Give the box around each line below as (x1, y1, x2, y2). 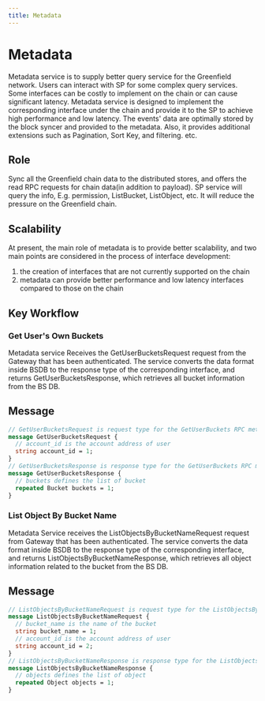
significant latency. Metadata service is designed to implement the (8, 96, 224, 107)
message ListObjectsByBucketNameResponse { (8, 664, 154, 672)
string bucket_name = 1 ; (15, 628, 97, 635)
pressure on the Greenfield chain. (8, 199, 118, 209)
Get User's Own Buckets (8, 330, 104, 341)
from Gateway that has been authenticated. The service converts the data (8, 536, 248, 545)
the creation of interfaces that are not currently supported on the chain (19, 267, 250, 276)
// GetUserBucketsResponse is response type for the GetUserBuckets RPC (8, 463, 252, 470)
